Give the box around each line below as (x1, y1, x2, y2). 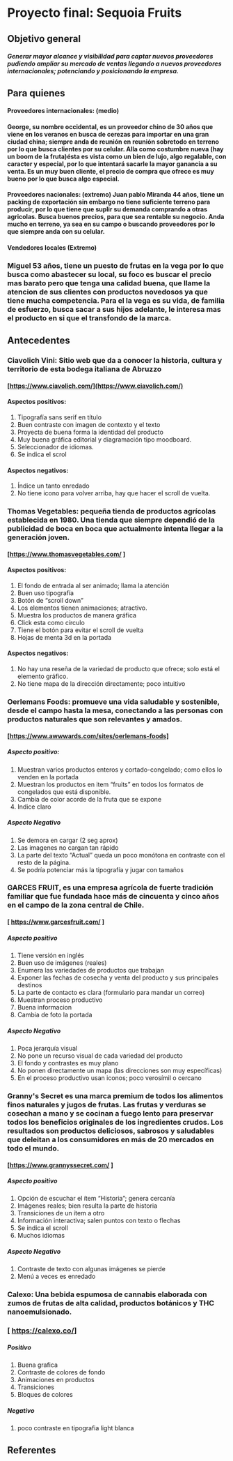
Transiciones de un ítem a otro (17, 1209, 105, 1217)
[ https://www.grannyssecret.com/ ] (7, 1160, 113, 1169)
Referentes (7, 1444, 56, 1456)
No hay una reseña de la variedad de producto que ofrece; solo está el (17, 665, 220, 673)
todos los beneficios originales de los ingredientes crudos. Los (7, 1117, 224, 1127)
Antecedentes (7, 335, 71, 347)
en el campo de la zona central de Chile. (7, 900, 145, 910)
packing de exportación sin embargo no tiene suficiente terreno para (7, 197, 211, 207)
